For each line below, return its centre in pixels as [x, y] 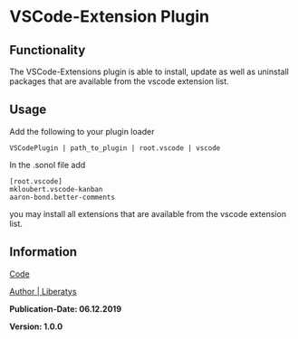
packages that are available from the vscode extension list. [119, 81]
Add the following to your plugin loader [82, 131]
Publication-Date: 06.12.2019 [66, 308]
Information [43, 252]
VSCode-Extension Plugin [110, 17]
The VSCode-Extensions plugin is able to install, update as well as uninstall [149, 71]
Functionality [48, 50]
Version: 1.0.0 [36, 326]
